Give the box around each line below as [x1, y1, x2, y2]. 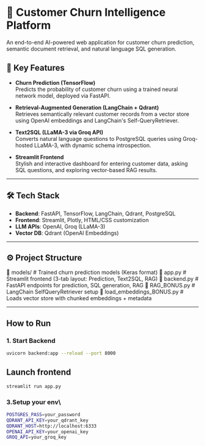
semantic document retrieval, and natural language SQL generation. [6, 45, 177, 52]
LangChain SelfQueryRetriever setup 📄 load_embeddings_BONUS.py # [6, 288, 184, 295]
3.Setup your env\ [6, 398, 61, 406]
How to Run [6, 318, 51, 328]
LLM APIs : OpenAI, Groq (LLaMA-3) [15, 223, 106, 230]
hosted [15, 142, 34, 149]
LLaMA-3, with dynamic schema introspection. [34, 142, 151, 149]
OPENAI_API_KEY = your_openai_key [6, 428, 88, 435]
